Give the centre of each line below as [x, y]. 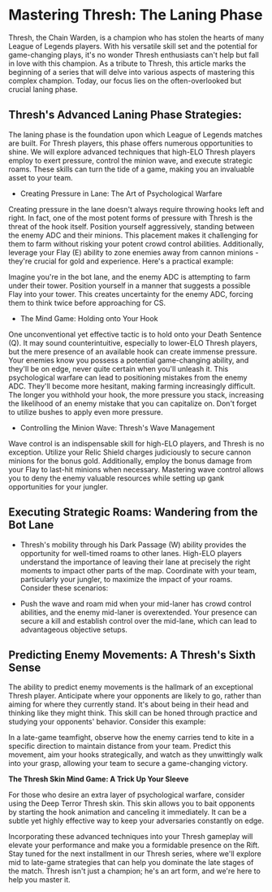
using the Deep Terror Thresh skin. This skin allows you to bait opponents [132, 803]
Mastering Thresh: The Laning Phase [136, 15]
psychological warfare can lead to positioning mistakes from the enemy [128, 377]
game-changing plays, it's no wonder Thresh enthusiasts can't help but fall [134, 54]
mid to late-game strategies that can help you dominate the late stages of [131, 863]
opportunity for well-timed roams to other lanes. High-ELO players [131, 553]
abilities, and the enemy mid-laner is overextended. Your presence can [138, 612]
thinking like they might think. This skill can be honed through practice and [133, 713]
